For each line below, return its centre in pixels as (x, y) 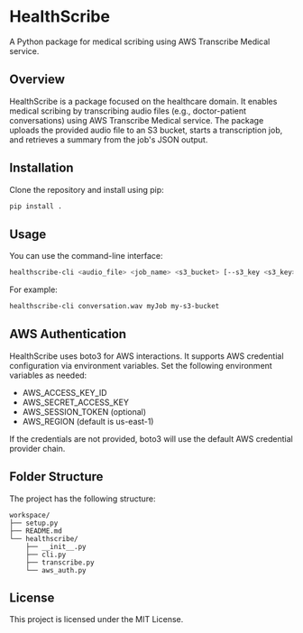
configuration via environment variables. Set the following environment (141, 365)
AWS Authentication (68, 334)
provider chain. (37, 448)
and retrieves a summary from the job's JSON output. (109, 139)
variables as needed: (48, 375)
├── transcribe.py (60, 562)
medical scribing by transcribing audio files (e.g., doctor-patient (128, 111)
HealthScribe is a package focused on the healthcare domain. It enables (143, 101)
